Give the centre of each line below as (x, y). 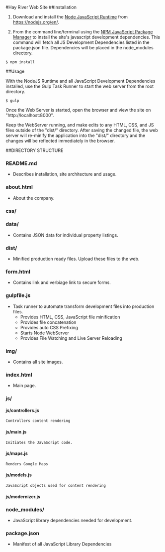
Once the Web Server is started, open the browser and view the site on (78, 110)
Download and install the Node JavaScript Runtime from (70, 17)
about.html (19, 187)
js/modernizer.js (23, 496)
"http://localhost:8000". (30, 115)
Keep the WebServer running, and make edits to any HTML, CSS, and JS (80, 125)
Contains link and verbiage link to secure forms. (62, 282)
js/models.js (19, 475)
